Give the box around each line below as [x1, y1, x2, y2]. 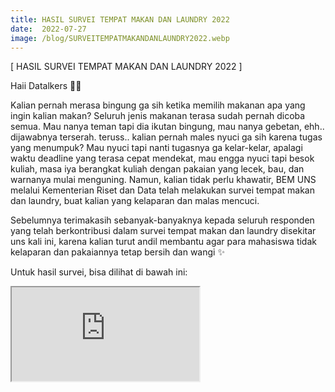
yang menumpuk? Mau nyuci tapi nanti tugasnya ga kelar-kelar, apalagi [10, 142, 303, 154]
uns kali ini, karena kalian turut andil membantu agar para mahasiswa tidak [10, 236, 317, 248]
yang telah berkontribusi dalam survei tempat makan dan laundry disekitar [10, 225, 317, 237]
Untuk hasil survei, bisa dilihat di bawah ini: [10, 266, 188, 278]
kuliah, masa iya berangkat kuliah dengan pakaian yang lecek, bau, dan [10, 163, 305, 175]
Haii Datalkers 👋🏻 [10, 80, 82, 92]
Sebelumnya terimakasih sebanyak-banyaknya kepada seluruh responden [10, 214, 315, 226]
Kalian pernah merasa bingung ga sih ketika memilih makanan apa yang [10, 99, 306, 111]
